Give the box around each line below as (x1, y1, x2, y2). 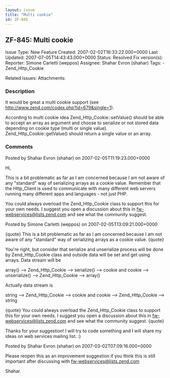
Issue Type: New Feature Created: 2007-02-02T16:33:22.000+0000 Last (5, 49, 158, 55)
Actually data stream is (5, 282, 53, 288)
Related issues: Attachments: (5, 75, 66, 81)
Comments (5, 143, 33, 150)
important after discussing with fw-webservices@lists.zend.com (5, 358, 140, 364)
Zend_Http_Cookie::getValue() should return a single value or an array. (5, 130, 152, 137)
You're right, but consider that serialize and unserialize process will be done (5, 246, 163, 252)
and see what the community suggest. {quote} (67, 318, 164, 324)
